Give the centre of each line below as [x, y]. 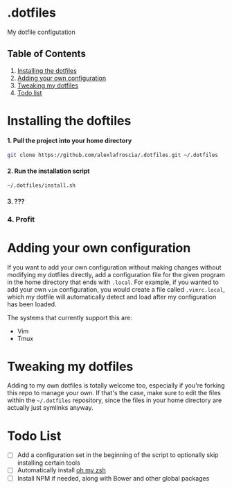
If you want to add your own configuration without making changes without [114, 267]
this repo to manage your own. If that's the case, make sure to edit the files [114, 393]
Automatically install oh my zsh [61, 470]
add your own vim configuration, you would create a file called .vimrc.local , [116, 289]
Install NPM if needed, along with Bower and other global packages [113, 478]
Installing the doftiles [69, 121]
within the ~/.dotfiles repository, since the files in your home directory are [115, 400]
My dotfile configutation [42, 32]
